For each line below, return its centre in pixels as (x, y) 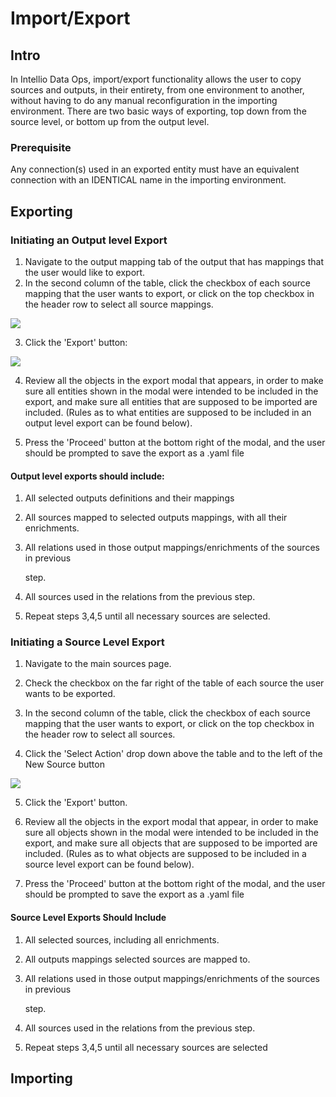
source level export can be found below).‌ (109, 864)
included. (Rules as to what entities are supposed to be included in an (168, 412)
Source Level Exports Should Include (88, 918)
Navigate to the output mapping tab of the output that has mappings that (174, 261)
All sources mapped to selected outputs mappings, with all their (156, 518)
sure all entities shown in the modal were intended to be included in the (171, 391)
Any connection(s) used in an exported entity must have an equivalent (155, 169)
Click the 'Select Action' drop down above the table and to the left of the (173, 754)
